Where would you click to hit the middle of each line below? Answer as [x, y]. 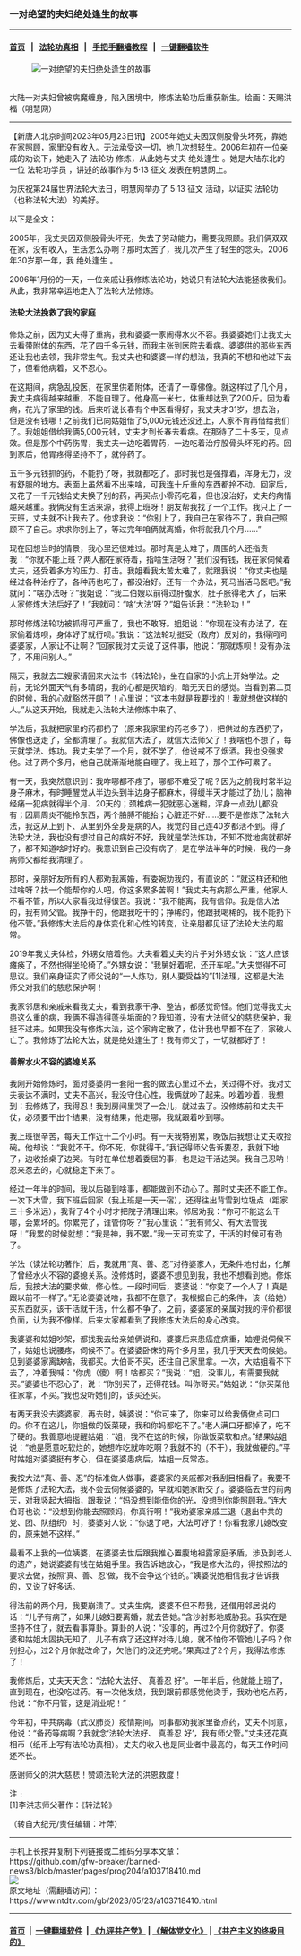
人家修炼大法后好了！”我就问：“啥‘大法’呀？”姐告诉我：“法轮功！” [130, 604]
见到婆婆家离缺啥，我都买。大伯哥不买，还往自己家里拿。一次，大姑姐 [139, 1361]
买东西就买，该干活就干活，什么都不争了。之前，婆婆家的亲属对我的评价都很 [150, 1308]
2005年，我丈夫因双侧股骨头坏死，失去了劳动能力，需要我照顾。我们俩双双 [149, 237]
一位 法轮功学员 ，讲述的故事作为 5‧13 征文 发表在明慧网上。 [120, 169]
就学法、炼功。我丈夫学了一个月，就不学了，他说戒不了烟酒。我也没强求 [150, 751]
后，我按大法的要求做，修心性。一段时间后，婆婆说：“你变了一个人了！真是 [149, 1286]
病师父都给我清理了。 [48, 859]
